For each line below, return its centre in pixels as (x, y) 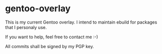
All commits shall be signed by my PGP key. (50, 46)
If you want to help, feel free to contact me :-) (52, 37)
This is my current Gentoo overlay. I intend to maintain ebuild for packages (81, 22)
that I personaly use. (26, 27)
